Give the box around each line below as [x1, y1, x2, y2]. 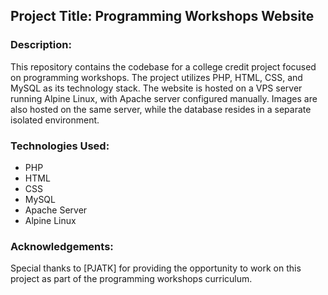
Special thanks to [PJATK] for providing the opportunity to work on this [10, 262, 302, 274]
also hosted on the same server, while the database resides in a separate [10, 103, 312, 115]
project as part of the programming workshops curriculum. [10, 273, 253, 285]
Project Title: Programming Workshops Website [10, 8, 315, 25]
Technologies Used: [10, 139, 110, 153]
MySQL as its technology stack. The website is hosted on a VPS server [10, 82, 303, 94]
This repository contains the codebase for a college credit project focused [10, 60, 317, 73]
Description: [10, 38, 72, 52]
